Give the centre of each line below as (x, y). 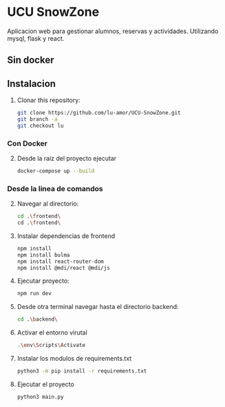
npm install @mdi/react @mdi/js (63, 268)
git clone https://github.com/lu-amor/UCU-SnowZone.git (99, 113)
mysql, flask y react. (36, 38)
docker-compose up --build (56, 171)
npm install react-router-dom (61, 261)
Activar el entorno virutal (52, 332)
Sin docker (31, 60)
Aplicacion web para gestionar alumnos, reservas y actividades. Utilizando (113, 31)
